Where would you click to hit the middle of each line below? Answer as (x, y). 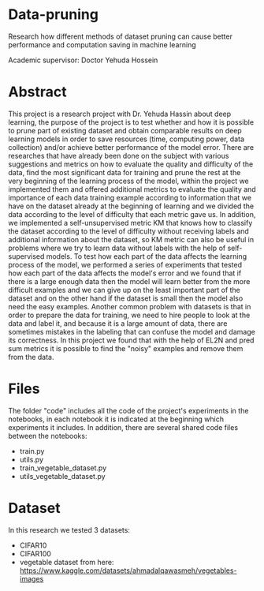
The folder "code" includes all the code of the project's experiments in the (128, 410)
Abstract (37, 92)
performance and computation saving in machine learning (102, 44)
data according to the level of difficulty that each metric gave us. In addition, (132, 214)
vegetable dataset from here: (67, 562)
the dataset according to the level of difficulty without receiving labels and (129, 231)
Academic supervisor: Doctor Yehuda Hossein (83, 60)
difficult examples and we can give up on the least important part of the (124, 290)
